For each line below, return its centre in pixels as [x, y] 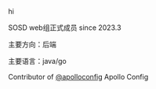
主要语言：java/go [37, 61]
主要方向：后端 [32, 44]
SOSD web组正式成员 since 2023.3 [65, 28]
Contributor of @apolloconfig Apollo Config [78, 77]
